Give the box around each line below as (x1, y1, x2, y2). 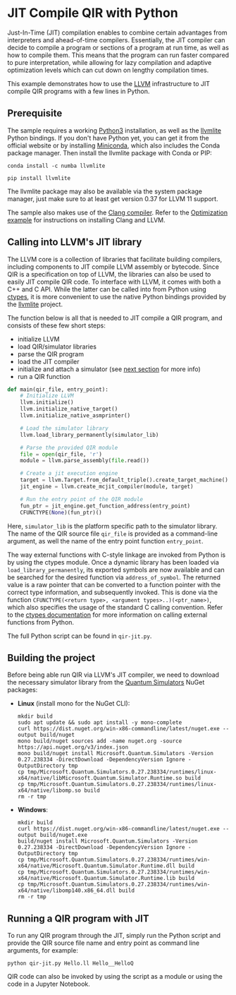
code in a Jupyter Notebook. (7, 979, 90, 989)
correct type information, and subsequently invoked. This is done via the (7, 588, 218, 596)
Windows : (17, 806, 48, 814)
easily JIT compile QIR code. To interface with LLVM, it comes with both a (7, 277, 221, 286)
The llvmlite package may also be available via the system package (7, 187, 203, 195)
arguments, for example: (7, 946, 79, 955)
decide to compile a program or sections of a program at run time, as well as (7, 43, 229, 52)
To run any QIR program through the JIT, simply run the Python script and (7, 931, 221, 940)
